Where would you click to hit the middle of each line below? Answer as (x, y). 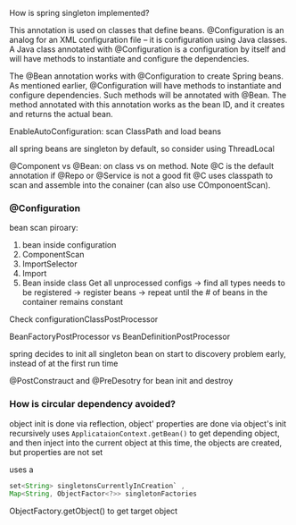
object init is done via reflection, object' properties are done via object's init (148, 423)
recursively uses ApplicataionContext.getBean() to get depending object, (144, 433)
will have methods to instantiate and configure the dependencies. (129, 59)
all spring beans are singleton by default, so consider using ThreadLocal (142, 148)
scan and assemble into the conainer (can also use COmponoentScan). (140, 185)
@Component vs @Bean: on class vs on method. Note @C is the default (142, 166)
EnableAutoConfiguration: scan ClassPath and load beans (115, 131)
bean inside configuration (69, 245)
